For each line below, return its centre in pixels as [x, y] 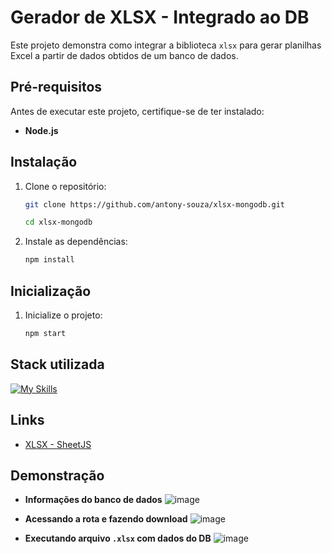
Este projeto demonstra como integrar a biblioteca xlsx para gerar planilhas [166, 45]
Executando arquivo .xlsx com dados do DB [118, 538]
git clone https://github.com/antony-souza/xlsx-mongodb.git [155, 204]
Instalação [44, 162]
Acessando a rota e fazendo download [106, 519]
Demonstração [57, 475]
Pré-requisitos [56, 87]
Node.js [41, 130]
